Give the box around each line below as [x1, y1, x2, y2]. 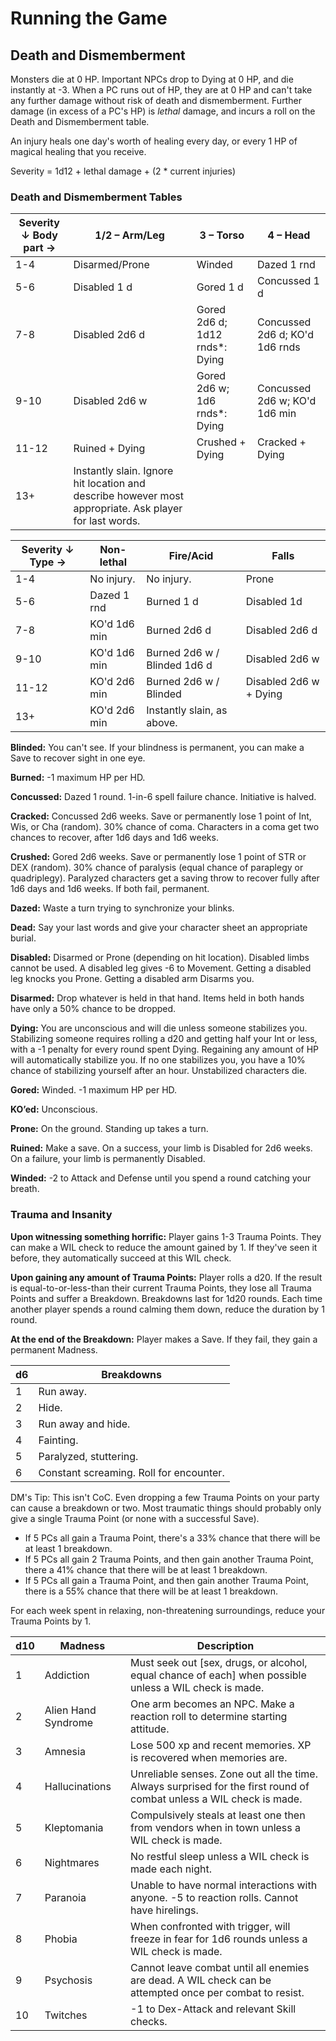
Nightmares [44, 1855, 100, 1869]
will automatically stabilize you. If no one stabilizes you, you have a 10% [10, 1054, 306, 1066]
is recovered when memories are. [130, 1750, 288, 1764]
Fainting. [38, 1433, 79, 1447]
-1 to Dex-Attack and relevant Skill [130, 2002, 297, 2016]
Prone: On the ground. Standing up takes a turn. [10, 1123, 209, 1135]
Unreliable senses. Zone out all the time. [130, 1767, 318, 1781]
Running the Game [10, 7, 168, 30]
